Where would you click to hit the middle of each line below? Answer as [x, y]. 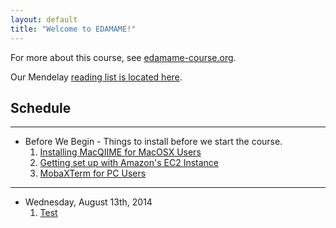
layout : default [44, 19]
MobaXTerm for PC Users [93, 173]
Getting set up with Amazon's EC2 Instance [129, 163]
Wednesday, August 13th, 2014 [88, 202]
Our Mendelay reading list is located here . [96, 77]
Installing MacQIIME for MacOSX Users [120, 152]
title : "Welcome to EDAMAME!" [73, 29]
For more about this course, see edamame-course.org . [123, 57]
